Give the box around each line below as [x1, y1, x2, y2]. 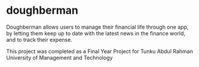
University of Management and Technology [6, 54, 113, 61]
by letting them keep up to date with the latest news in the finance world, [6, 29, 186, 36]
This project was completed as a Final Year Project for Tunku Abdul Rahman [6, 47, 193, 54]
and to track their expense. [6, 36, 73, 43]
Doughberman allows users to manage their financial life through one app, [6, 23, 189, 31]
